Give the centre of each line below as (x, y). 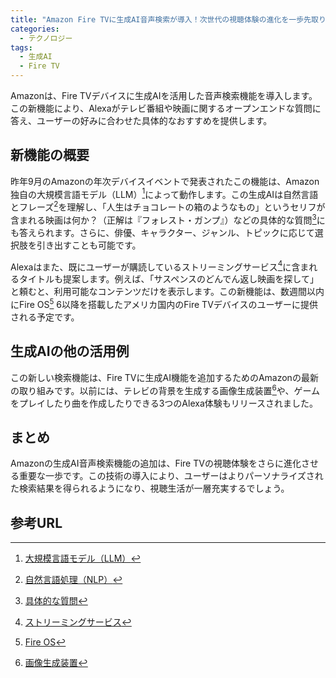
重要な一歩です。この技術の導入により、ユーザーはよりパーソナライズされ (171, 476)
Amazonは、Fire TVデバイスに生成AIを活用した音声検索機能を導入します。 (164, 95)
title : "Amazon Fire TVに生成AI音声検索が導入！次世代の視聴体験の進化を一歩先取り (168, 19)
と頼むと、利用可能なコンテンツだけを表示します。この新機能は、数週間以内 (167, 292)
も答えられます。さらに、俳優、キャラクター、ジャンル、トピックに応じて (162, 232)
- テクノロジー (46, 38)
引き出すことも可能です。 (89, 245)
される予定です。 (45, 317)
